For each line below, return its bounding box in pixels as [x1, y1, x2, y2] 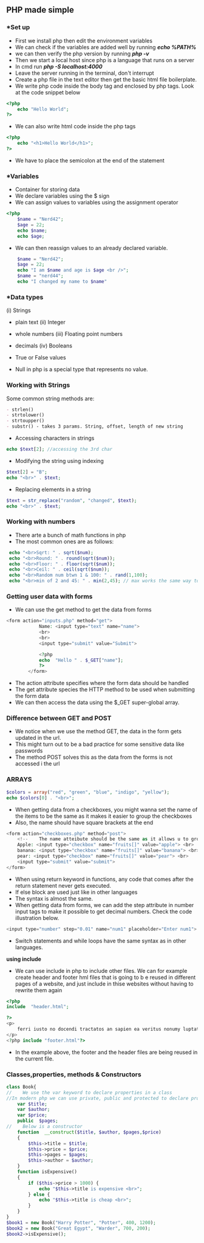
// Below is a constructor [6, 1124, 83, 1130]
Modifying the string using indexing [15, 457, 104, 464]
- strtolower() [6, 412, 45, 419]
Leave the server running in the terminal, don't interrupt [15, 69, 154, 77]
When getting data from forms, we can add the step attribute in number [15, 901, 194, 908]
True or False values [15, 354, 66, 361]
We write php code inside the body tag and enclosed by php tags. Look [15, 82, 194, 89]
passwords [15, 747, 43, 754]
